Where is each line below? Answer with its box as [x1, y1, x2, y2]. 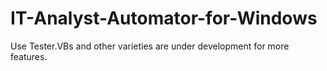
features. [10, 50, 48, 62]
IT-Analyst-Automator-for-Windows [10, 7, 318, 30]
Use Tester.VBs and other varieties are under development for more [10, 40, 290, 52]
